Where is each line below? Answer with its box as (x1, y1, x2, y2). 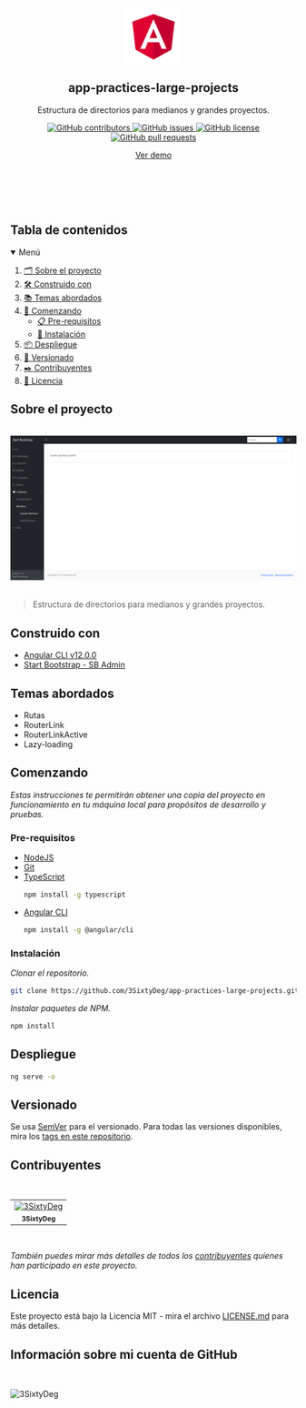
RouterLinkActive (23, 729, 89, 740)
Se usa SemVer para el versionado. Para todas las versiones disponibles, (10, 1121, 282, 1132)
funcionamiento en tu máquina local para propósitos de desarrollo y (10, 799, 266, 810)
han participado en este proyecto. (10, 1260, 138, 1271)
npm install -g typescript (23, 890, 126, 899)
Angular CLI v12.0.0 (23, 650, 97, 661)
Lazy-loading (23, 739, 74, 750)
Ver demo (135, 149, 172, 160)
